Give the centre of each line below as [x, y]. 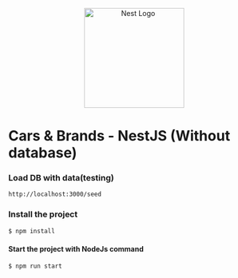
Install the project [43, 214]
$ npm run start [35, 266]
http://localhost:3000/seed [55, 195]
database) [43, 153]
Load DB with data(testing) [61, 178]
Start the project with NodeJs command [76, 249]
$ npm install [32, 231]
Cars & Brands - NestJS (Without [119, 136]
